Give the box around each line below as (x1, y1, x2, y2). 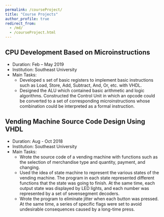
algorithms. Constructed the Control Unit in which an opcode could (19, 93, 156, 98)
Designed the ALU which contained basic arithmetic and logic (19, 87, 145, 93)
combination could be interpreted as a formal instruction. (19, 103, 135, 109)
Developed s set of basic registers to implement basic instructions (19, 77, 154, 83)
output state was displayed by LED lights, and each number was (19, 185, 149, 191)
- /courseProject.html (9, 30, 56, 35)
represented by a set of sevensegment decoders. (19, 190, 120, 196)
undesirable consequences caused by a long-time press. (19, 206, 135, 212)
